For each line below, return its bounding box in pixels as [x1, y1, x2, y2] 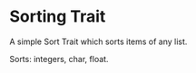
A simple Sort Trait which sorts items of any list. [9, 36, 188, 47]
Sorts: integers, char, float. [9, 53, 109, 64]
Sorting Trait [9, 6, 106, 27]
